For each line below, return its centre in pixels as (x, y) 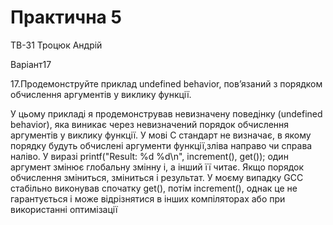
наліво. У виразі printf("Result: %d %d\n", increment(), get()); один (149, 156)
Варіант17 (31, 64)
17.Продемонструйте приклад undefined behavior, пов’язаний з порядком (166, 83)
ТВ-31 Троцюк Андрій (56, 45)
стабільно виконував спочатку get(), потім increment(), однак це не (154, 188)
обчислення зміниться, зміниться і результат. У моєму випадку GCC (157, 177)
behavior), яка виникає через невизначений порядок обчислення (150, 124)
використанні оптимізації (64, 209)
